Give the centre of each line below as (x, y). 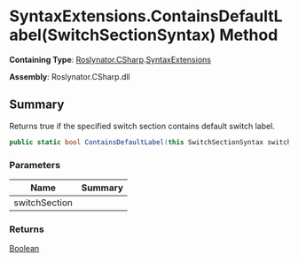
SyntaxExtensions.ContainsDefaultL (146, 16)
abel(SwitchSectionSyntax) (113, 35)
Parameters (35, 165)
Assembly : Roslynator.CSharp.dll (70, 76)
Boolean (24, 249)
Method (248, 35)
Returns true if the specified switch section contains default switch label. (142, 126)
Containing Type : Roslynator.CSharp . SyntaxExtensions (110, 59)
